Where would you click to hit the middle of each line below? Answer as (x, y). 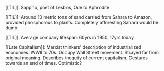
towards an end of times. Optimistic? (44, 63)
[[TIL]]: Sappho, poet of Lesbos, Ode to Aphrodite (57, 7)
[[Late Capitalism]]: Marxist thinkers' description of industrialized (73, 47)
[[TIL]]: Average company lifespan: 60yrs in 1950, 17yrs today (70, 38)
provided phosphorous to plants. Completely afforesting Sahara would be (82, 22)
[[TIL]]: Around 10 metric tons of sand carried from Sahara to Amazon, (79, 17)
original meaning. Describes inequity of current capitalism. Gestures (77, 58)
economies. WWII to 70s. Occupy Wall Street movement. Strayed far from (82, 53)
